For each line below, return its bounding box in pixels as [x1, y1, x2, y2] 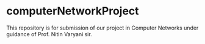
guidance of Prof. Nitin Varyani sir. [6, 30, 93, 37]
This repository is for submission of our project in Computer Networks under [6, 24, 199, 31]
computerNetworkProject [6, 4, 139, 18]
